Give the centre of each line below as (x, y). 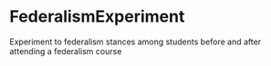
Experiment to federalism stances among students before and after (135, 42)
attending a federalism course (66, 51)
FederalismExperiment (97, 17)
